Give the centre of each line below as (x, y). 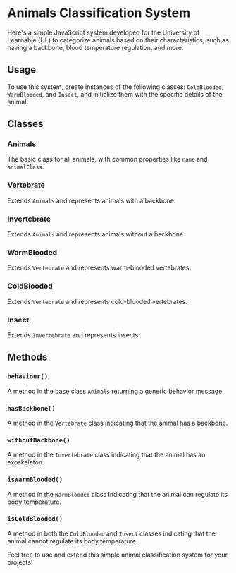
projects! (20, 562)
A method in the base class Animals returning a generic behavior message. (116, 391)
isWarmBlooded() (35, 480)
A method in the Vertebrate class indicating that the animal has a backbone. (118, 423)
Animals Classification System (99, 13)
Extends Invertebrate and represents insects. (74, 335)
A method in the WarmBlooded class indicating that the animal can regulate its (117, 494)
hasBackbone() (31, 408)
